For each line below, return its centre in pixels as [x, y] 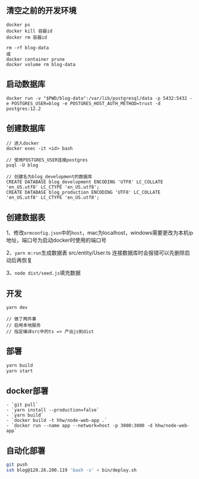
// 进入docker [23, 144]
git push [17, 465]
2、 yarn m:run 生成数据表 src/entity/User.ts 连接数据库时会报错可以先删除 [96, 253]
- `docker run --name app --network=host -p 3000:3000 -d [79, 426]
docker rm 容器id [27, 37]
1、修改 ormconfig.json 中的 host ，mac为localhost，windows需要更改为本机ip [100, 233]
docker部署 [27, 391]
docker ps [18, 25]
